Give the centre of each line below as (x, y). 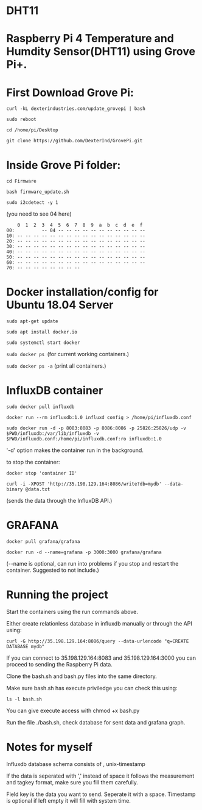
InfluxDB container (55, 391)
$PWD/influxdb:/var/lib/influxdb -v (53, 434)
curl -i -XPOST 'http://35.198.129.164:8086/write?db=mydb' (84, 484)
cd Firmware (21, 181)
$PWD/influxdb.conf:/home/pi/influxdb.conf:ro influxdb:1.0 (84, 439)
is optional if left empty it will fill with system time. (68, 800)
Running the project (57, 595)
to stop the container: (33, 462)
